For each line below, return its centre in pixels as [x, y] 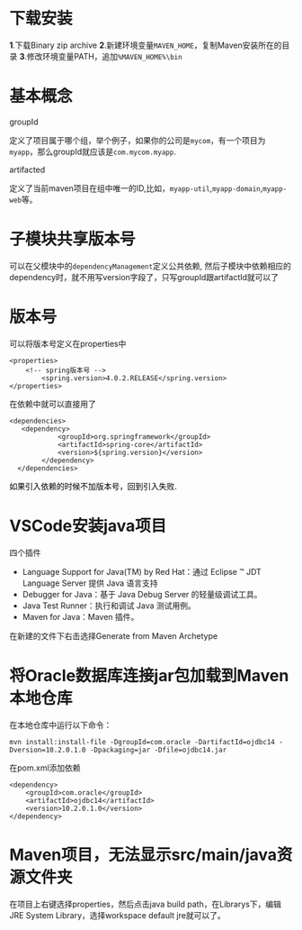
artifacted [27, 169]
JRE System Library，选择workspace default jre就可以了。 [118, 915]
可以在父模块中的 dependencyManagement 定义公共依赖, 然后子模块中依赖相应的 [151, 266]
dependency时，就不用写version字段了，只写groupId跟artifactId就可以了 [144, 277]
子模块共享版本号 [73, 239]
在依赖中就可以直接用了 [53, 404]
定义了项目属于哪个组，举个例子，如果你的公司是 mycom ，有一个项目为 [138, 140]
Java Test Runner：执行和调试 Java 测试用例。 [109, 606]
